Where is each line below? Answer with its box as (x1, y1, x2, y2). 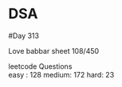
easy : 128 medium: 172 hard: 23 (8, 70, 115, 79)
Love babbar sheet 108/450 (8, 46, 100, 55)
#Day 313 (8, 31, 40, 40)
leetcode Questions (8, 61, 73, 71)
